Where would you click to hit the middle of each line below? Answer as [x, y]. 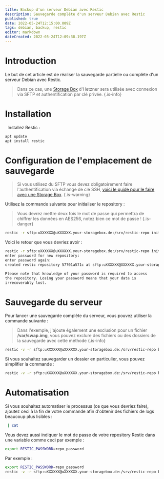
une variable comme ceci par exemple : [45, 440]
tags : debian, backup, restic [36, 28]
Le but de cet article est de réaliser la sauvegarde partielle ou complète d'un [82, 74]
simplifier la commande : [30, 364]
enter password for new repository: [42, 256]
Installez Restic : [24, 127]
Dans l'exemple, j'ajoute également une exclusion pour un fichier [82, 330]
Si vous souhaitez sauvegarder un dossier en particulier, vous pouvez [75, 359]
